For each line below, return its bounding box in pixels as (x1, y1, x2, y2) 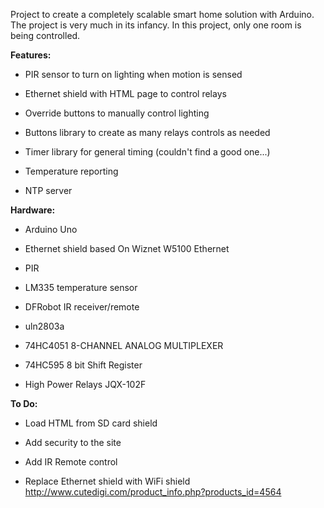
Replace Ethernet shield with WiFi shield (24, 475, 191, 487)
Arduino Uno (24, 224, 78, 235)
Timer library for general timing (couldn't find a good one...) (24, 146, 271, 158)
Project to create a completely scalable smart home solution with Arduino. (10, 9, 315, 20)
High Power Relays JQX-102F (24, 379, 147, 390)
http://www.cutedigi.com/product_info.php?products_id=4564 (24, 486, 282, 498)
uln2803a (24, 320, 65, 332)
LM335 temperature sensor (24, 282, 138, 293)
